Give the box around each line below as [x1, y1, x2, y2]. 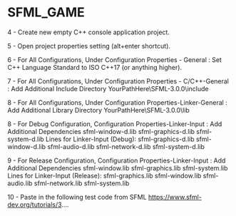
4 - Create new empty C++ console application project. [7, 28, 170, 36]
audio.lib [7, 179, 33, 187]
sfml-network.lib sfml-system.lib [34, 179, 130, 187]
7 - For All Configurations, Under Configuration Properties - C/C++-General [7, 76, 230, 86]
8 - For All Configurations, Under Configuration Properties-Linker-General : [7, 98, 228, 107]
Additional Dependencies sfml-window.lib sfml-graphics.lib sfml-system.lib [7, 163, 228, 172]
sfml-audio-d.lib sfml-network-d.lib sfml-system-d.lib [47, 142, 205, 150]
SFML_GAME [7, 4, 86, 21]
